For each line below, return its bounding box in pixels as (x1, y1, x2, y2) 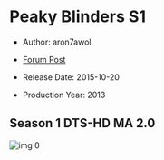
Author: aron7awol (22, 36, 92, 47)
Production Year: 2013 (22, 89, 106, 100)
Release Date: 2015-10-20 (22, 71, 121, 83)
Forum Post (22, 54, 66, 65)
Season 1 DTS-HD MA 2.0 (9, 115, 156, 131)
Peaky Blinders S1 (9, 6, 147, 27)
